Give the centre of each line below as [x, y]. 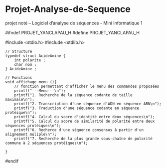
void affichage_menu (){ [31, 82]
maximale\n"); [20, 99]
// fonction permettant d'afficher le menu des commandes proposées [87, 86]
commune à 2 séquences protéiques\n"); [47, 143]
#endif [12, 161]
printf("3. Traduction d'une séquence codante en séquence [77, 108]
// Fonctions [19, 78]
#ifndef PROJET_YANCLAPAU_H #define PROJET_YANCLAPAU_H [72, 32]
